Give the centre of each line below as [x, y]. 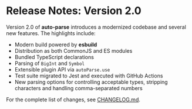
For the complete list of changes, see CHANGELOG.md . [73, 99]
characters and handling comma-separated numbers [78, 88]
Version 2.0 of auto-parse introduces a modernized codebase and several [96, 27]
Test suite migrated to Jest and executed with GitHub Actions [89, 76]
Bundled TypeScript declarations [54, 57]
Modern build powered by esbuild [56, 45]
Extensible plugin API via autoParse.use [62, 69]
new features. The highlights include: [51, 33]
